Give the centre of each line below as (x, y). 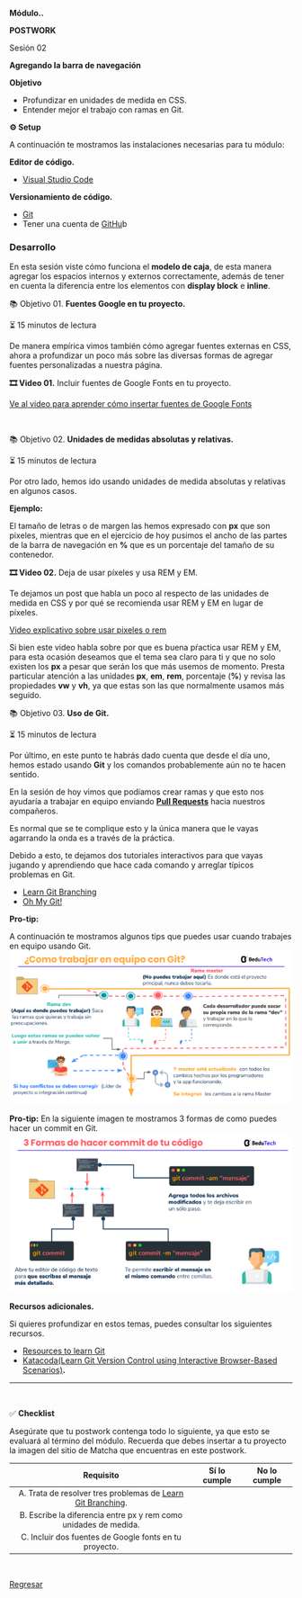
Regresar (26, 1584)
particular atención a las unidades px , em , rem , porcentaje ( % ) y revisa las (147, 676)
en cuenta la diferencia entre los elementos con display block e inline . (140, 286)
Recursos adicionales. (52, 1306)
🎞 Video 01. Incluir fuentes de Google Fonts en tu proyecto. (120, 383)
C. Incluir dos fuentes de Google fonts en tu (101, 1537)
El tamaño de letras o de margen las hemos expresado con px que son (140, 526)
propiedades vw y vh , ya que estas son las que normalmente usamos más (147, 686)
